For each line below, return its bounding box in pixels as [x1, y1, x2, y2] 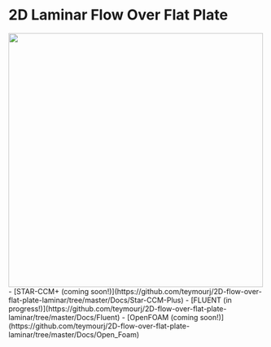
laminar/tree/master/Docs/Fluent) [8, 312, 120, 322]
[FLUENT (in [190, 295, 232, 305]
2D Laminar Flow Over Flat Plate [8, 6, 229, 24]
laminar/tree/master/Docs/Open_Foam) [8, 329, 140, 339]
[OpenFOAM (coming [127, 312, 199, 322]
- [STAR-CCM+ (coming [8, 286, 90, 296]
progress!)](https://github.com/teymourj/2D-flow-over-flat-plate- [8, 303, 227, 314]
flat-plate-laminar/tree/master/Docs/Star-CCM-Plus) [8, 295, 185, 305]
